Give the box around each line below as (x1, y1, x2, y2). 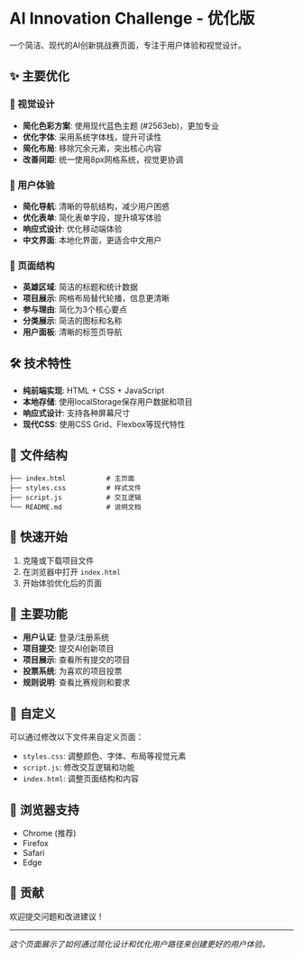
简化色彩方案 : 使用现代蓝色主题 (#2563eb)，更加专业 (22, 120, 219, 131)
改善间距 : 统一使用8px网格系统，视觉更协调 (22, 154, 184, 165)
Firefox (22, 838, 50, 849)
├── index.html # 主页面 (9, 474, 135, 483)
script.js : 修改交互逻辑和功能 (22, 762, 135, 773)
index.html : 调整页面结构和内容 (22, 773, 140, 784)
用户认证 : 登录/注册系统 (22, 632, 110, 643)
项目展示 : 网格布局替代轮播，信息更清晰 (22, 293, 170, 304)
